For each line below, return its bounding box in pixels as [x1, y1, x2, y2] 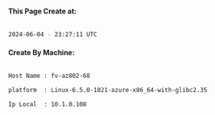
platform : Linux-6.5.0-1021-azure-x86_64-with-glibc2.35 [8, 87, 208, 95]
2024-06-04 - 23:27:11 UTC [8, 31, 98, 39]
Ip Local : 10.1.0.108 [8, 101, 87, 109]
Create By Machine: [8, 47, 75, 57]
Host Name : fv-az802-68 [8, 72, 90, 80]
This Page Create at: [8, 6, 77, 16]
